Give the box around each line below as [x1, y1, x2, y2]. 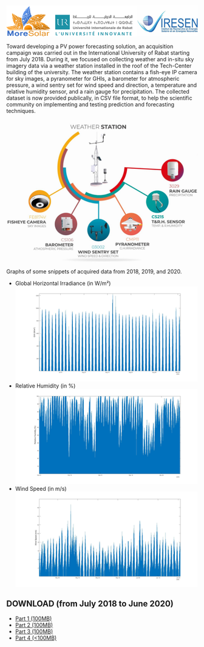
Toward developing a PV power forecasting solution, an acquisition [6, 43, 174, 50]
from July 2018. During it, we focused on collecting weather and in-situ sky [6, 55, 194, 63]
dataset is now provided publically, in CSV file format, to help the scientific [6, 94, 192, 101]
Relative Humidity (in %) [15, 382, 76, 389]
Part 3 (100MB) [15, 628, 53, 635]
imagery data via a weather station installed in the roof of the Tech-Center [6, 62, 192, 69]
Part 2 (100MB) [15, 621, 53, 628]
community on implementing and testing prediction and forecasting [6, 100, 175, 108]
